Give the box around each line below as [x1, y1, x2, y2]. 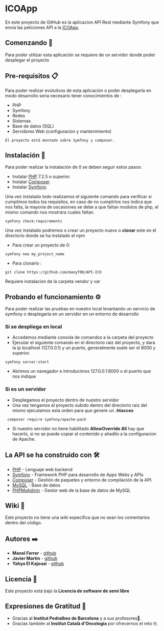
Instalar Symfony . [12, 184, 47, 190]
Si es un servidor [5, 386, 47, 392]
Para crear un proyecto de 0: [12, 242, 70, 248]
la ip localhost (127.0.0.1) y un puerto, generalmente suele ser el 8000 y [12, 345, 156, 351]
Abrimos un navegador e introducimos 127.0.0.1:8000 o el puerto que [12, 368, 151, 374]
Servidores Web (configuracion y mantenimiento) [12, 128, 112, 134]
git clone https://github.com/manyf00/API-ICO [5, 270, 102, 275]
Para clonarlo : [12, 260, 42, 266]
